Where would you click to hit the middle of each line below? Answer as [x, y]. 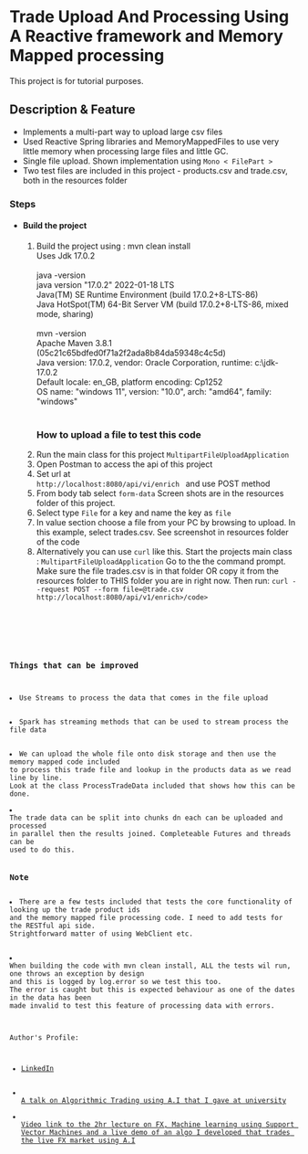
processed [28, 826]
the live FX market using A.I [78, 1140]
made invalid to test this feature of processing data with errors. [142, 1006]
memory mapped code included [65, 762]
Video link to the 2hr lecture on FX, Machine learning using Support [158, 1124]
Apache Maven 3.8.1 [74, 343]
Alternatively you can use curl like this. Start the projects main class [164, 552]
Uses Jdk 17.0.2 [66, 255]
